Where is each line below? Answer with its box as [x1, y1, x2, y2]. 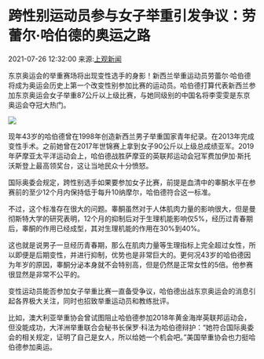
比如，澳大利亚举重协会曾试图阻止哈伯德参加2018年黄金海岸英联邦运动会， [8, 313, 251, 322]
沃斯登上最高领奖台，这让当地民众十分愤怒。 [8, 161, 153, 170]
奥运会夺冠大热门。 [8, 100, 71, 110]
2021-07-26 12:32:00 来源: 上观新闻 [8, 54, 122, 63]
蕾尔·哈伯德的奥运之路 [8, 27, 151, 45]
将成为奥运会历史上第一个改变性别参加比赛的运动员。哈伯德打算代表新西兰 [8, 80, 249, 90]
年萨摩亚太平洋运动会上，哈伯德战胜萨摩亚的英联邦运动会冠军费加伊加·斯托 [8, 150, 251, 161]
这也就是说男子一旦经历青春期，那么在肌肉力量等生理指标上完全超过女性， [8, 240, 249, 249]
